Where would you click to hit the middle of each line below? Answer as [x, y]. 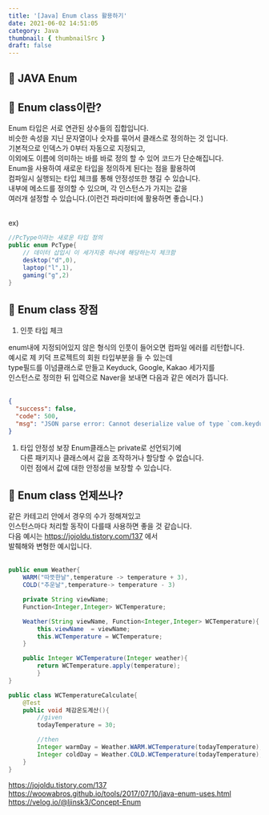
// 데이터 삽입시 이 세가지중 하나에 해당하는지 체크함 [99, 253]
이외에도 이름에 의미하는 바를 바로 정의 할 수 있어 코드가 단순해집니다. [116, 158]
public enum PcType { [43, 246]
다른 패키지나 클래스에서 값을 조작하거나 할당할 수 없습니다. [112, 458]
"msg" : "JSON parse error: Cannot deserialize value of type [120, 424]
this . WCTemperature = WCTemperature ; [100, 636]
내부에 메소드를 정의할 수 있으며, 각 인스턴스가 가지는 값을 [98, 189]
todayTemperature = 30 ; [76, 725]
